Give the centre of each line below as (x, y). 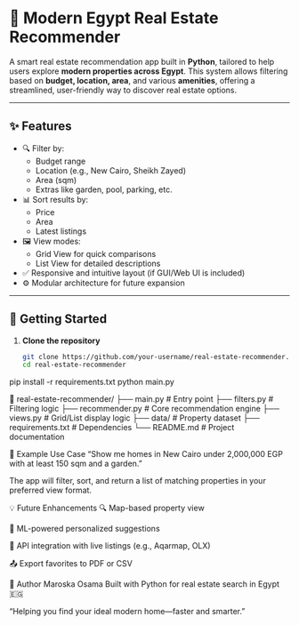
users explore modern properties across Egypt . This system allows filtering (149, 71)
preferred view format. (50, 490)
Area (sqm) (56, 180)
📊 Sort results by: (55, 199)
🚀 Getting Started (58, 319)
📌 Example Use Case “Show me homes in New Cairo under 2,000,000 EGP (146, 454)
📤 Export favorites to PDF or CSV (71, 564)
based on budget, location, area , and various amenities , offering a (132, 80)
